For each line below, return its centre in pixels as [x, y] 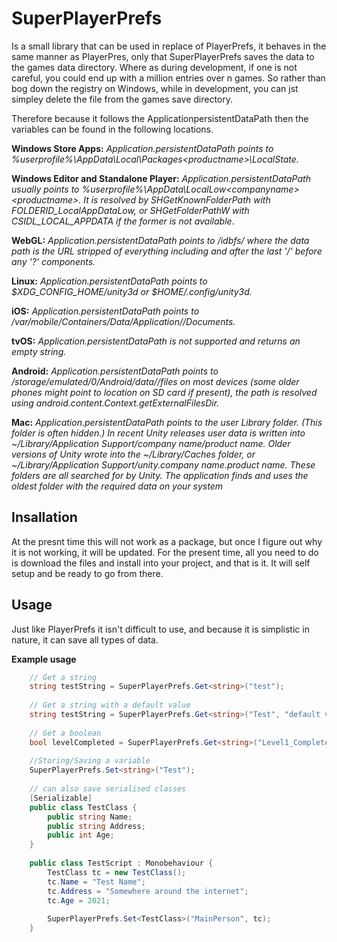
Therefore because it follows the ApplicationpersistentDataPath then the [160, 118]
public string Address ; [96, 826]
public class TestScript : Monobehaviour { [121, 863]
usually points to [45, 189]
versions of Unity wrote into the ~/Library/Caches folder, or [133, 454]
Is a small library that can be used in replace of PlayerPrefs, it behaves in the [169, 46]
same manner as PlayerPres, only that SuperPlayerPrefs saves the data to [163, 56]
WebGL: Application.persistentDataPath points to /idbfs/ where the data [160, 240]
